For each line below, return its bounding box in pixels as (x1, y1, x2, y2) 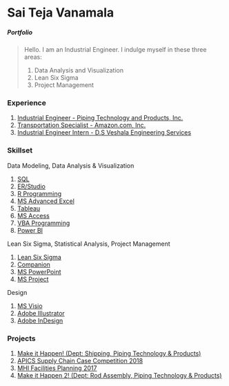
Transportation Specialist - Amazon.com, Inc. (17, 121, 146, 129)
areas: (23, 53, 43, 61)
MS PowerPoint (17, 267, 61, 276)
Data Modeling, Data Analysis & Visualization (7, 161, 135, 170)
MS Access (17, 211, 50, 220)
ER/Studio (17, 182, 46, 191)
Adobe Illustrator (17, 309, 66, 317)
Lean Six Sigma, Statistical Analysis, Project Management (7, 240, 170, 248)
